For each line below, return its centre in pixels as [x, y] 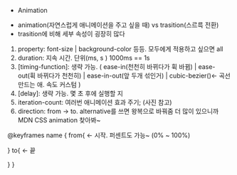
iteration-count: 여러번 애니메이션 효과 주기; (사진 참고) [95, 102]
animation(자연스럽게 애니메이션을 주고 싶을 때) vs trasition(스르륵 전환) [118, 25]
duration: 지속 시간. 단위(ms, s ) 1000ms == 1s [84, 58]
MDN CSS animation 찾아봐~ [59, 120]
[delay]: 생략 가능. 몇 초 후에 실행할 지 [70, 93]
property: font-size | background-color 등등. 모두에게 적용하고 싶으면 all [120, 49]
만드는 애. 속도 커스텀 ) [49, 84]
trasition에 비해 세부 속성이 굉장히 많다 [72, 34]
